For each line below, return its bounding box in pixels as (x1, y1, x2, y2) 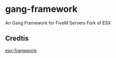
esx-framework (5, 47, 37, 53)
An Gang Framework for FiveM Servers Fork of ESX (5, 20, 111, 26)
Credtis (5, 34, 29, 43)
